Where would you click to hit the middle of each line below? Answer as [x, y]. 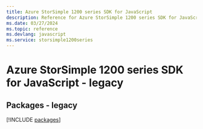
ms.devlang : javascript [36, 35]
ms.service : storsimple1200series [50, 40]
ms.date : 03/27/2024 [32, 23]
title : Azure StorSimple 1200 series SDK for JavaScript [79, 12]
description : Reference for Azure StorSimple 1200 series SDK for [92, 18]
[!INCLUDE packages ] [34, 120]
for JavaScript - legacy [65, 83]
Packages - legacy [42, 105]
